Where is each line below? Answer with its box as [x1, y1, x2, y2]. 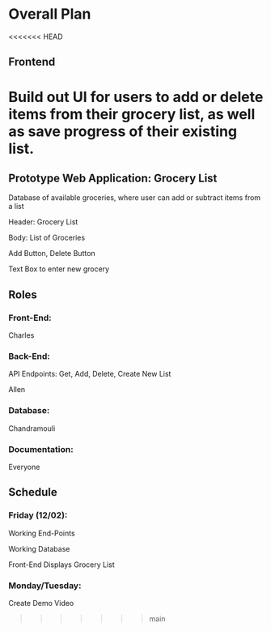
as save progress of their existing [8, 122, 237, 140]
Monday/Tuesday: [8, 580, 82, 591]
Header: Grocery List [8, 217, 78, 227]
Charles [8, 330, 35, 340]
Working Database [8, 544, 70, 553]
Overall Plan [8, 5, 91, 23]
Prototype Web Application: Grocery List [8, 171, 218, 185]
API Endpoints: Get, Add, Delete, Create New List [8, 369, 171, 379]
